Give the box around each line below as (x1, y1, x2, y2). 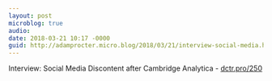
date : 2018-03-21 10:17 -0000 (8, 34, 111, 43)
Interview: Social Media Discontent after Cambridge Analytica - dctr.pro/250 (8, 63, 263, 73)
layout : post (8, 11, 53, 20)
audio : (8, 26, 31, 34)
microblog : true (8, 19, 63, 27)
